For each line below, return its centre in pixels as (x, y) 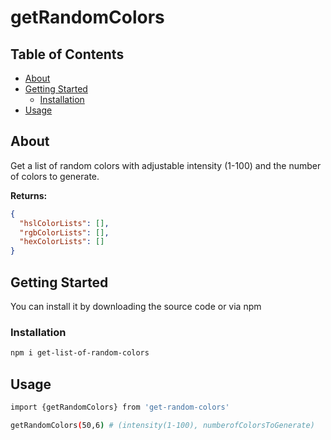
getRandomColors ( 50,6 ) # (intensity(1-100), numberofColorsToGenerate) (162, 425)
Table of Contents (67, 54)
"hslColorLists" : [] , (64, 223)
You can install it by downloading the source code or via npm (136, 306)
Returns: (29, 195)
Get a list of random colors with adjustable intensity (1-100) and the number (166, 165)
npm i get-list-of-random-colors (80, 353)
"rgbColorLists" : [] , (64, 232)
